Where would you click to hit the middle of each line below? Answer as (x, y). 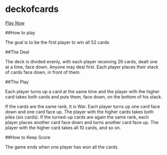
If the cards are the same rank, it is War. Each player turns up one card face (83, 106)
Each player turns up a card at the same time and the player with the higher (83, 91)
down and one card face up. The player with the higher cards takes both (79, 112)
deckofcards (32, 9)
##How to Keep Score (28, 137)
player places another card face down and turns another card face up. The (82, 122)
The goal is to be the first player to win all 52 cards (57, 42)
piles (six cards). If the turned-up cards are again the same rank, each (77, 117)
